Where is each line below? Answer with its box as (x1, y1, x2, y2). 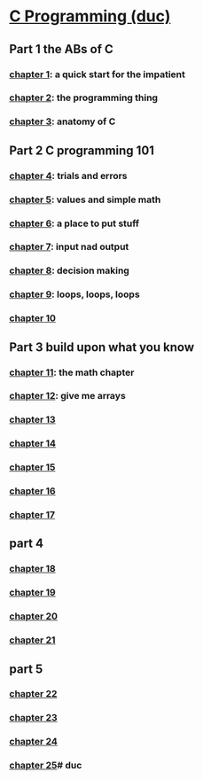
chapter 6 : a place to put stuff (9, 217, 140, 230)
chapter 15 (9, 461, 56, 473)
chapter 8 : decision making (9, 264, 130, 277)
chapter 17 (9, 509, 56, 521)
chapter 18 (9, 563, 56, 575)
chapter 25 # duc (9, 760, 82, 772)
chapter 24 (9, 736, 58, 748)
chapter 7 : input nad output (9, 241, 129, 253)
